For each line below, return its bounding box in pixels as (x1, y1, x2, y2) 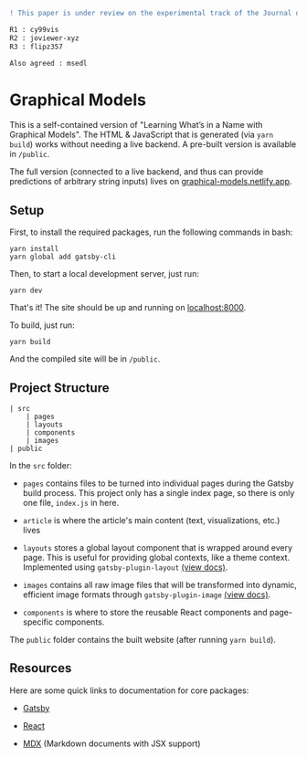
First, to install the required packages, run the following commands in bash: (9, 226, 293, 237)
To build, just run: (9, 320, 75, 331)
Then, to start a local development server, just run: (9, 268, 199, 279)
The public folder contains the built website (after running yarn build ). (9, 634, 277, 645)
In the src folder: (9, 459, 72, 470)
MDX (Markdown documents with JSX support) (22, 738, 201, 749)
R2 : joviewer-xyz (9, 33, 79, 43)
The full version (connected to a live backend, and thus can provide (9, 166, 264, 177)
